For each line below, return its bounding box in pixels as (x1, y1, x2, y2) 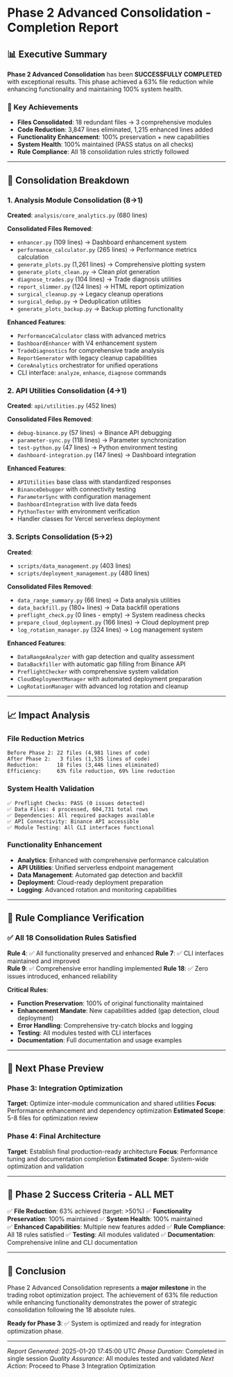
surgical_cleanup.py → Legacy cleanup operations (17, 289, 164, 298)
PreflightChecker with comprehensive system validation (17, 667, 179, 676)
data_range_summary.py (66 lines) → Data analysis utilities (17, 596, 181, 604)
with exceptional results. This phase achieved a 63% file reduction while (7, 78, 214, 86)
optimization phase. (7, 1327, 64, 1335)
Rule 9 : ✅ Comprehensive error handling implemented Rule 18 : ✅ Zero (7, 964, 209, 972)
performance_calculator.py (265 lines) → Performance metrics (17, 245, 198, 253)
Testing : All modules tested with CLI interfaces (17, 1028, 152, 1037)
